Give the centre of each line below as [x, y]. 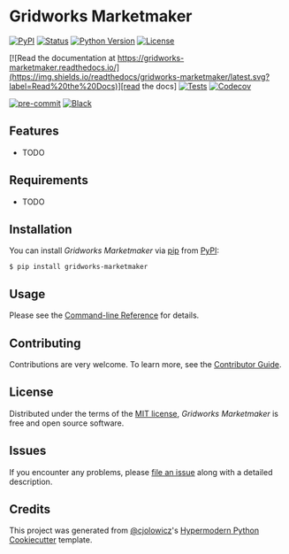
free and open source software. [67, 423]
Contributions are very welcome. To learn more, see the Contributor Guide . [145, 364]
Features [34, 131]
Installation [41, 229]
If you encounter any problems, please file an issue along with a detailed [141, 472]
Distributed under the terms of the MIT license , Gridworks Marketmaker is [144, 413]
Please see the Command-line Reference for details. [104, 315]
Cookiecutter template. [51, 540]
